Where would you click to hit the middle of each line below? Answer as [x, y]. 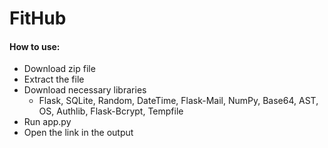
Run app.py [47, 122]
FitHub [38, 18]
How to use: [35, 46]
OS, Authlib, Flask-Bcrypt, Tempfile [111, 111]
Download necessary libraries [85, 90]
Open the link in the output [78, 133]
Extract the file [54, 79]
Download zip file [59, 69]
